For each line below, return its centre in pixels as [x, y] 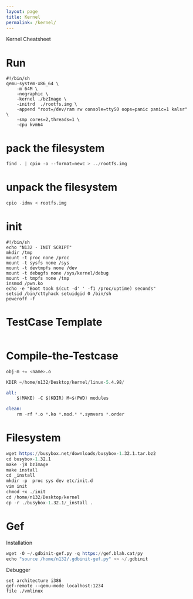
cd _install [21, 476]
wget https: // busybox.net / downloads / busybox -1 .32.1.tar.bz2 [81, 453]
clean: [14, 409]
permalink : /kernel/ [31, 22]
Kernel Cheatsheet [28, 39]
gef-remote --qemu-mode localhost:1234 [55, 586]
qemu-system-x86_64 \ [33, 84]
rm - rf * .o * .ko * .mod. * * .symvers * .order [71, 414]
